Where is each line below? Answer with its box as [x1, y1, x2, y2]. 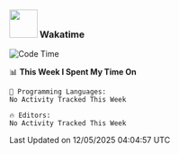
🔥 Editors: [9, 111, 51, 121]
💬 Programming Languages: [9, 87, 106, 96]
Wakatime [39, 28, 85, 41]
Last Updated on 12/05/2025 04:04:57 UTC [9, 135, 171, 146]
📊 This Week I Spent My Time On [9, 67, 137, 77]
